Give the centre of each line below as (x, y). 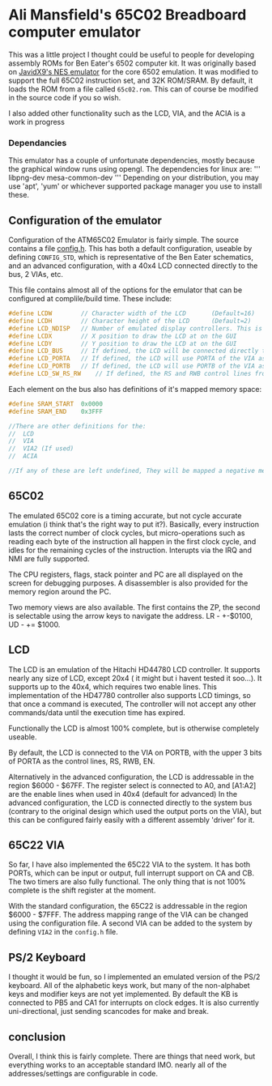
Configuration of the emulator (85, 220)
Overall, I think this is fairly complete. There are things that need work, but (132, 1056)
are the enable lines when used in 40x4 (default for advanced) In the (123, 794)
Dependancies (38, 143)
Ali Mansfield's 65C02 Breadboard (127, 15)
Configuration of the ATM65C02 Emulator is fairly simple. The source (123, 240)
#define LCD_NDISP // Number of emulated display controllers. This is (136, 328)
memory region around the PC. (60, 591)
